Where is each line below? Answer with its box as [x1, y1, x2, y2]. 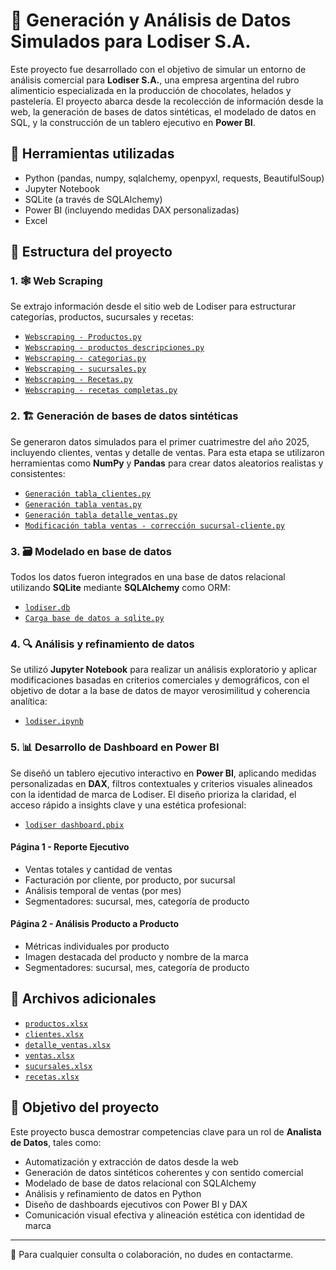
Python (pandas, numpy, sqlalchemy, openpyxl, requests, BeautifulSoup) [24, 172, 325, 184]
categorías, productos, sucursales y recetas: [10, 311, 195, 323]
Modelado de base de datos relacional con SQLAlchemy [24, 1177, 257, 1189]
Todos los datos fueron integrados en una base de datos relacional [10, 571, 286, 583]
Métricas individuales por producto [24, 940, 170, 953]
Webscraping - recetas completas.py [24, 385, 178, 396]
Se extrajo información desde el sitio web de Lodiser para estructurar [10, 300, 297, 313]
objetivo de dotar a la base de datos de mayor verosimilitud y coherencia [10, 685, 311, 697]
